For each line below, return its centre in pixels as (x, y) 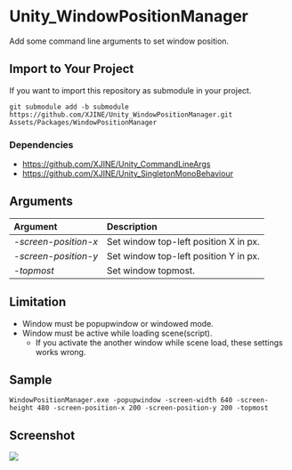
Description (132, 226)
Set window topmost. (151, 271)
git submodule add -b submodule (69, 107)
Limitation (38, 302)
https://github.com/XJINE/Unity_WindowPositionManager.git (121, 114)
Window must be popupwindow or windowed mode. (118, 323)
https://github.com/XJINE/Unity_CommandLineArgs (116, 164)
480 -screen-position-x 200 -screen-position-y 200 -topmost (153, 408)
